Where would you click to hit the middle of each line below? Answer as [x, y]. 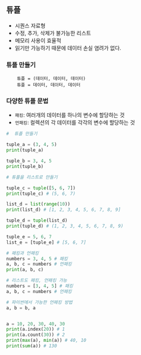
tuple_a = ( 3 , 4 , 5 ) [32, 145]
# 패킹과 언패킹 [23, 253]
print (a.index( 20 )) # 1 [36, 329]
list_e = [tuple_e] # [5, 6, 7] [46, 242]
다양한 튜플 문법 [27, 101]
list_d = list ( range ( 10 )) [38, 204]
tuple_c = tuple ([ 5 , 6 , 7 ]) [41, 188]
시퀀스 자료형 [30, 26]
